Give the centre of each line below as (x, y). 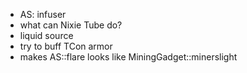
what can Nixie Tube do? (71, 25)
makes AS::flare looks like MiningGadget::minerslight (128, 57)
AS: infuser (43, 14)
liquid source (46, 35)
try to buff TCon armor (66, 46)
